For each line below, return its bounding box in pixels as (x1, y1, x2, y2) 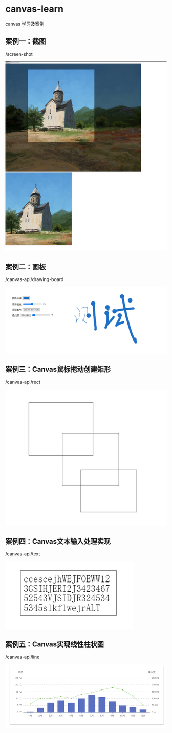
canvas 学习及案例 (5, 20, 45, 27)
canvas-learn (5, 3, 64, 15)
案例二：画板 (5, 262, 46, 271)
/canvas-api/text (5, 551, 40, 557)
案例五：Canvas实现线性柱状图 (5, 640, 104, 649)
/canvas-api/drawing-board (5, 276, 64, 282)
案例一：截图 (5, 37, 46, 46)
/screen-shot (5, 51, 33, 57)
